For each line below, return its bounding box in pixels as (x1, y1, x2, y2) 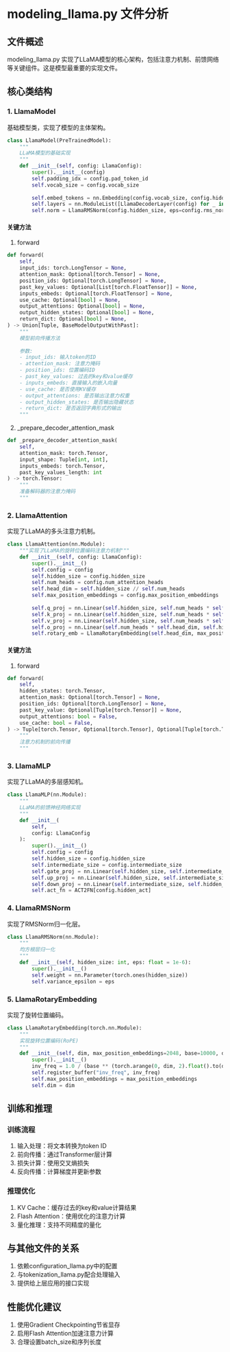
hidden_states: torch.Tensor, (19, 688, 106, 695)
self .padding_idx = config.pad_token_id (31, 175, 149, 182)
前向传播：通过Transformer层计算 (16, 1150, 113, 1158)
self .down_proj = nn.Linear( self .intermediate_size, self (31, 881, 201, 887)
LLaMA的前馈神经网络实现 (19, 804, 81, 811)
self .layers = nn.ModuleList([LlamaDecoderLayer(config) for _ (31, 200, 216, 208)
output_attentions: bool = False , (19, 713, 118, 720)
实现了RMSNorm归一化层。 (7, 920, 84, 928)
